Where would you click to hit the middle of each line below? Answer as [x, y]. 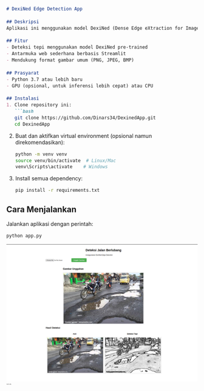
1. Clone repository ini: [39, 105]
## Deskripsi [23, 22]
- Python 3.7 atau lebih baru [45, 79]
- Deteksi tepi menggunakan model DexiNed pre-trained [77, 47]
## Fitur [17, 41]
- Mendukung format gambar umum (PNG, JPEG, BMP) [70, 60]
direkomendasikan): [40, 142]
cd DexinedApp [32, 124]
